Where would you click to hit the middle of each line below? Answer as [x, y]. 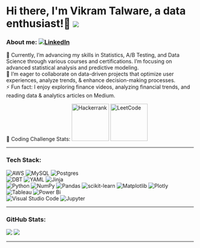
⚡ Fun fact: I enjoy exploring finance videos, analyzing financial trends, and [98, 87]
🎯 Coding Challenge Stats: [38, 139]
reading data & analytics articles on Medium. [61, 96]
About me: [22, 42]
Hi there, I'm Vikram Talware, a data [96, 11]
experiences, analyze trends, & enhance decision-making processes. [91, 80]
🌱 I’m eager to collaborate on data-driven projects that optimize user [90, 74]
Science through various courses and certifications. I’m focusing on [89, 61]
